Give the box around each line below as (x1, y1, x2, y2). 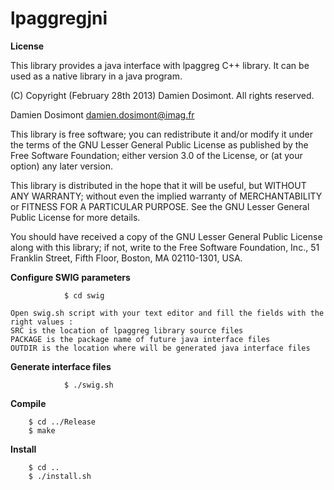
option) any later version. (10, 160, 113, 172)
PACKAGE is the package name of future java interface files (10, 334, 271, 344)
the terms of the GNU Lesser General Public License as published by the (10, 138, 309, 151)
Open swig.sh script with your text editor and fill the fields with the (10, 308, 325, 318)
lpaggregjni (10, 7, 108, 30)
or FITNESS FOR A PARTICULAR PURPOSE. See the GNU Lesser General (10, 200, 310, 212)
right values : (10, 317, 74, 327)
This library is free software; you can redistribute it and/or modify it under (10, 128, 314, 140)
